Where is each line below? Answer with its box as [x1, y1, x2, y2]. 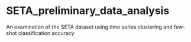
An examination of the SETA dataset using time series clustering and [6, 23, 173, 30]
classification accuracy [18, 29, 75, 36]
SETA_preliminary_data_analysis [6, 4, 170, 17]
